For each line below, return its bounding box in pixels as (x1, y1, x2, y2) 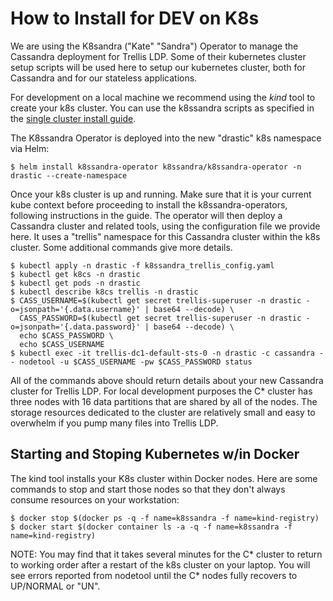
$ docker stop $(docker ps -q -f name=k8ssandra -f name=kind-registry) (10, 513, 320, 523)
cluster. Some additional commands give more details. (10, 241, 233, 253)
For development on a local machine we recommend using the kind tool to (10, 91, 316, 103)
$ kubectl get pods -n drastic (10, 278, 141, 288)
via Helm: (10, 142, 50, 154)
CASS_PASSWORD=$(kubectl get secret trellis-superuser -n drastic (19, 313, 302, 323)
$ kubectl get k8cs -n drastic (10, 269, 141, 279)
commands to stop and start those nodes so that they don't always (10, 483, 286, 495)
